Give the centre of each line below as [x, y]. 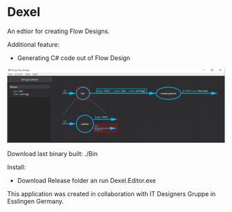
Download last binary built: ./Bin [52, 154]
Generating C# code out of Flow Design [74, 58]
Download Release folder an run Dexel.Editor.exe [87, 181]
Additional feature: [33, 44]
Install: [17, 167]
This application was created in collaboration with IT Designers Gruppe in [112, 194]
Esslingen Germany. [36, 202]
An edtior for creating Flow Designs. [59, 31]
